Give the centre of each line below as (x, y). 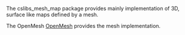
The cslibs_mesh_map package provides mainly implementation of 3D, (93, 8)
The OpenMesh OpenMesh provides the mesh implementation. (84, 26)
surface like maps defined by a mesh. (52, 15)
